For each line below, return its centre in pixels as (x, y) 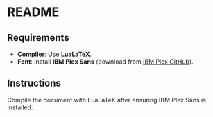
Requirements (38, 38)
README (33, 12)
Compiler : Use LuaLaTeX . (54, 54)
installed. (20, 107)
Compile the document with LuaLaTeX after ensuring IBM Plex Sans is (107, 100)
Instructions (34, 83)
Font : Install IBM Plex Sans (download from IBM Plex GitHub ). (105, 62)
